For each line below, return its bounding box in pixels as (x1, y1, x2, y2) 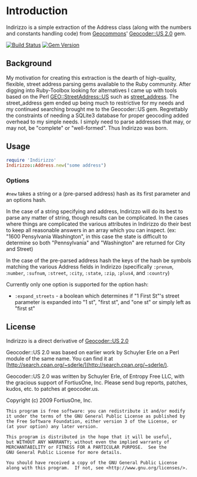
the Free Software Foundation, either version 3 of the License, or (6, 419, 178, 424)
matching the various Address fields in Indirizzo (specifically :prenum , (6, 263, 174, 270)
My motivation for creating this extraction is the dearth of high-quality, (6, 74, 176, 81)
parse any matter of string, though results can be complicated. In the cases (6, 214, 189, 221)
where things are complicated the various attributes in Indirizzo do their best (6, 220, 191, 227)
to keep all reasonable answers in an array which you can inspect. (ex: (6, 226, 176, 234)
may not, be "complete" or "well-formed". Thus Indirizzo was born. (6, 124, 168, 131)
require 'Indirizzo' (6, 157, 57, 163)
